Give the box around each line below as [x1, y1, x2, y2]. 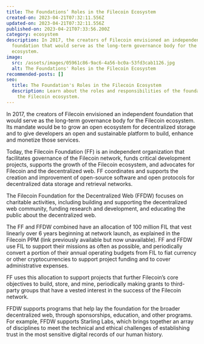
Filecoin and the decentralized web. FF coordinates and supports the [6, 167, 179, 174]
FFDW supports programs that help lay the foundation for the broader [6, 304, 180, 312]
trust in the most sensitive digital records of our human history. [6, 331, 163, 338]
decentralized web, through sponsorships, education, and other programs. [6, 311, 193, 318]
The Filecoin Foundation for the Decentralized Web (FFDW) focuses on [6, 192, 184, 199]
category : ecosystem [6, 32, 59, 38]
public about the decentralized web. [6, 211, 97, 219]
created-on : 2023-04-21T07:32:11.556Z [6, 15, 104, 21]
